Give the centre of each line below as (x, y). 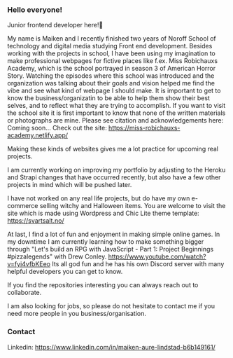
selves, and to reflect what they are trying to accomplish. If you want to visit (116, 106)
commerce (23, 206)
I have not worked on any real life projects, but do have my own (99, 198)
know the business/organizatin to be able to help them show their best (108, 98)
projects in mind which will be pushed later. (70, 185)
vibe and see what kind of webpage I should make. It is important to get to (114, 91)
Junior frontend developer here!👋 (55, 25)
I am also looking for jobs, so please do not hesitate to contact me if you (111, 306)
